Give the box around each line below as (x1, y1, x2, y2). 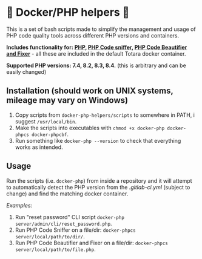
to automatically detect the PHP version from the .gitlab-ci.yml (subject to (6, 183, 190, 191)
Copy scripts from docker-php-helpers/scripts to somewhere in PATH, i (15, 111, 195, 119)
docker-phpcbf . (31, 130, 69, 138)
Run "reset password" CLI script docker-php (15, 213, 124, 220)
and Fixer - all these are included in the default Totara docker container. (6, 50, 186, 57)
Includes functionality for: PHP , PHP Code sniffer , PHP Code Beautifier (6, 44, 187, 51)
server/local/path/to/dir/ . (15, 232, 85, 240)
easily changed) (6, 68, 47, 75)
